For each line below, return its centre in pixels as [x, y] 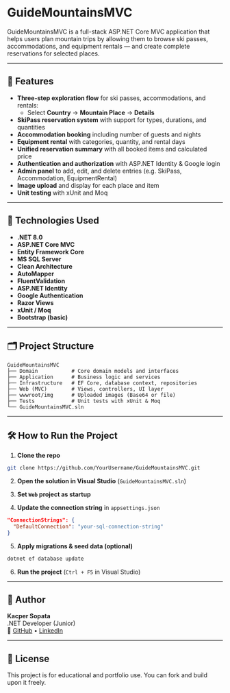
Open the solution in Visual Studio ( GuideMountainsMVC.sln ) [102, 481]
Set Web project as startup [54, 494]
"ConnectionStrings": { [41, 520]
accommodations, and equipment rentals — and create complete [99, 46]
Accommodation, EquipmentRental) [67, 178]
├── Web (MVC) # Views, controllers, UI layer [86, 389]
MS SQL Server [39, 259]
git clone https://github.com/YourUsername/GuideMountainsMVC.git [104, 468]
